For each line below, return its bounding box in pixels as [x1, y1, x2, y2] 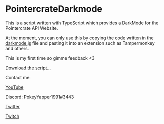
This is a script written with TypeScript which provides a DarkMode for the [5, 20, 159, 26]
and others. [5, 45, 29, 51]
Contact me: [5, 74, 31, 80]
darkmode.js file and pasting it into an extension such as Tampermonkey [5, 40, 155, 46]
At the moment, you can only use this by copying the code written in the [5, 35, 154, 41]
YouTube [5, 84, 24, 90]
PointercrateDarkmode [5, 3, 103, 15]
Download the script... [5, 65, 51, 71]
